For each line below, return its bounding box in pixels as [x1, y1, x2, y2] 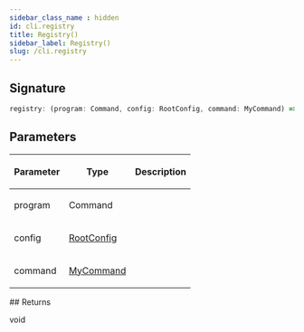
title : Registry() [9, 30, 79, 39]
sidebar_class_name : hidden [9, 13, 119, 23]
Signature [9, 81, 66, 96]
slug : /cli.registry [9, 47, 88, 56]
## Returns [9, 296, 52, 308]
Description [135, 165, 187, 177]
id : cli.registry [9, 22, 75, 31]
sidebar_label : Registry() [9, 38, 111, 48]
